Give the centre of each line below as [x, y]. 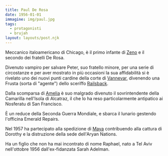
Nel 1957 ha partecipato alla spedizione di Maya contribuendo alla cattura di [83, 128]
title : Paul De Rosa [27, 10]
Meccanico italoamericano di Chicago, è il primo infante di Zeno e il [75, 52]
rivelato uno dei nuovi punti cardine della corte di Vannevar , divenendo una [82, 78]
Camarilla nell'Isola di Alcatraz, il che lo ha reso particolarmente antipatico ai [84, 98]
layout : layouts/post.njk [32, 38]
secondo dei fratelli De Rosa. [35, 57]
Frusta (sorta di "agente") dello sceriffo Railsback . [57, 83]
